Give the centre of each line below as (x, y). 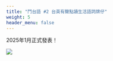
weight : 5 (18, 17)
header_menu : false (30, 23)
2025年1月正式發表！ (32, 40)
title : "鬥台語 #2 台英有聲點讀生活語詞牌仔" (57, 12)
